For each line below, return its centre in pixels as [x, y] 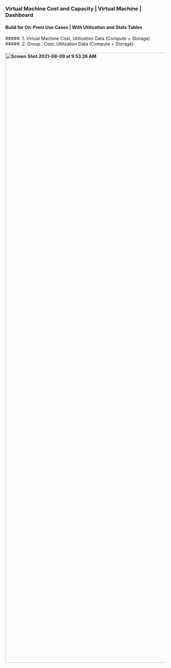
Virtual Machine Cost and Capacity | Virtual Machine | [73, 9]
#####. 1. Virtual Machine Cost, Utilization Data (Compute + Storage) [78, 39]
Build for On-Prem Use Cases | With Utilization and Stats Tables [74, 27]
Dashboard [19, 15]
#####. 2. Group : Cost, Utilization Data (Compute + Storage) [69, 44]
